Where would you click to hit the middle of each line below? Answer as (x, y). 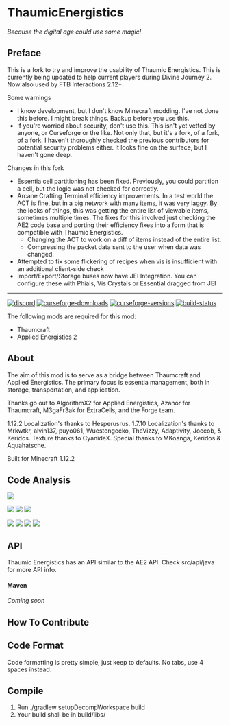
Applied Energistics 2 (47, 337)
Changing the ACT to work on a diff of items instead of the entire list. (124, 239)
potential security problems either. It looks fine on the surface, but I (112, 147)
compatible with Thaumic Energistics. (70, 232)
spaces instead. (29, 669)
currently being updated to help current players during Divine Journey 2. (110, 77)
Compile (25, 691)
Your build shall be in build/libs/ (61, 715)
